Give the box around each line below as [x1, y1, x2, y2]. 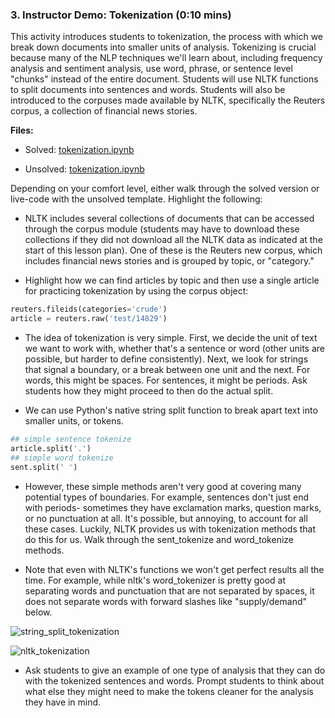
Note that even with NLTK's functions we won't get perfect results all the [24, 563, 325, 575]
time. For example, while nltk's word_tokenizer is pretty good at [24, 574, 287, 586]
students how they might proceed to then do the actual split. [24, 385, 274, 397]
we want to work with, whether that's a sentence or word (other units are [24, 343, 326, 355]
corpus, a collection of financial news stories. [10, 105, 198, 117]
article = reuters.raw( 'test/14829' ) [10, 314, 168, 324]
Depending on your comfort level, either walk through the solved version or [10, 183, 320, 195]
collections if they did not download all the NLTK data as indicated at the [24, 234, 323, 246]
